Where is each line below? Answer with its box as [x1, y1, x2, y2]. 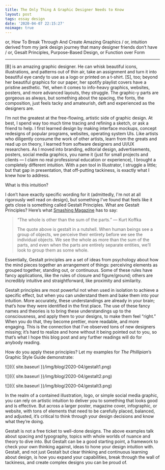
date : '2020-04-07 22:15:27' [5, 21, 65, 26]
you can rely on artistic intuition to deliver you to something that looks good [5, 398, 158, 404]
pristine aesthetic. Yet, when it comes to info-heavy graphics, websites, [5, 85, 150, 91]
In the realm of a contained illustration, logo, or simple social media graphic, [5, 392, 159, 399]
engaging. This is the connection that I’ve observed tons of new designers [5, 324, 156, 330]
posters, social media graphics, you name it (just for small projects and [5, 152, 148, 157]
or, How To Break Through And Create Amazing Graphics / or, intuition [5, 39, 147, 45]
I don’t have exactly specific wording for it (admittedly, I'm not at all [5, 191, 141, 197]
